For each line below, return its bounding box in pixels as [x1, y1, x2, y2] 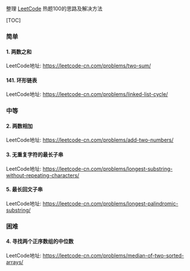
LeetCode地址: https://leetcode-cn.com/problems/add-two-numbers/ [6, 136, 174, 143]
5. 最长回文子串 [6, 186, 43, 193]
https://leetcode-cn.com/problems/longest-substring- [43, 165, 173, 172]
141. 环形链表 [6, 77, 37, 84]
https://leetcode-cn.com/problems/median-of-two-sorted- [43, 252, 184, 259]
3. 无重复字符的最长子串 [6, 151, 64, 158]
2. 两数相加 [6, 122, 33, 129]
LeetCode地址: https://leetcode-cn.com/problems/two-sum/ [6, 62, 151, 69]
